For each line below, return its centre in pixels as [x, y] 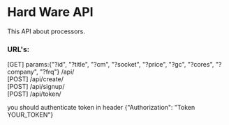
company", [23, 72]
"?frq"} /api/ [57, 72]
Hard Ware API [50, 12]
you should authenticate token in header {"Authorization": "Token [101, 108]
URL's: [19, 49]
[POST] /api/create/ [36, 79]
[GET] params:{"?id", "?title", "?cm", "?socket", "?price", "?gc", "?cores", [111, 65]
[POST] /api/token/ [34, 94]
